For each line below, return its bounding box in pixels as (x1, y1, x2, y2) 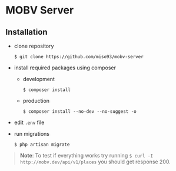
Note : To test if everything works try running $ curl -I (19, 152, 154, 159)
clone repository (14, 42, 54, 49)
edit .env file (14, 119, 45, 126)
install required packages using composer (14, 64, 116, 71)
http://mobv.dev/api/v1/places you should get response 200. (19, 158, 171, 165)
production (22, 98, 50, 104)
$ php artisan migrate (14, 142, 70, 147)
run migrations (14, 130, 49, 137)
